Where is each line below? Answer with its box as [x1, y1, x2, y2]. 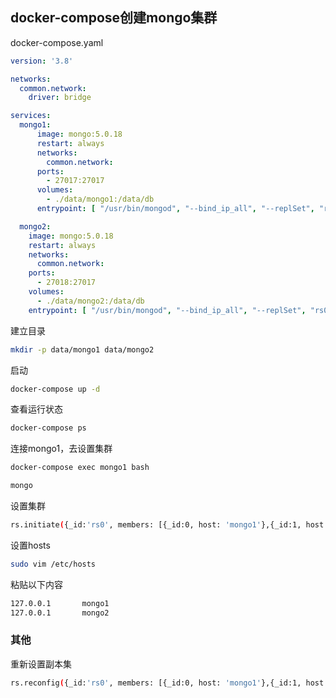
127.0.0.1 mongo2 [10, 608, 110, 618]
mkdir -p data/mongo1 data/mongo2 [10, 344, 155, 355]
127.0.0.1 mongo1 [10, 598, 110, 608]
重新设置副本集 [10, 658, 72, 670]
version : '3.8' [10, 56, 74, 66]
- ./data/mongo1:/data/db [46, 194, 155, 205]
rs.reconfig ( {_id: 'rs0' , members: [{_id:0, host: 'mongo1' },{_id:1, [10, 678, 302, 688]
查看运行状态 [10, 403, 63, 415]
